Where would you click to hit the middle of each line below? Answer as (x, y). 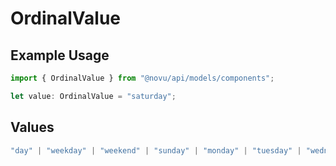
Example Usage (60, 55)
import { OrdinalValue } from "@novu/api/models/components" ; (142, 78)
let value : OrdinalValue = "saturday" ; (93, 96)
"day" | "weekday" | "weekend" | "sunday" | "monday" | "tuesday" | (156, 150)
